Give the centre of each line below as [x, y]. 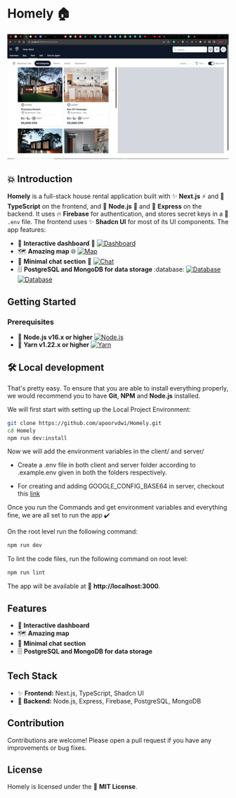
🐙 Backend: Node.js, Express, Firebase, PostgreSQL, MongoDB [109, 701]
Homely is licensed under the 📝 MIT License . [72, 787]
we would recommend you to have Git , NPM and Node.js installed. [104, 395]
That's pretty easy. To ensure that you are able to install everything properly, [118, 388]
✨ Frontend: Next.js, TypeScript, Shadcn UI [80, 693]
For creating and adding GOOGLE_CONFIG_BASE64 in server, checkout [121, 486]
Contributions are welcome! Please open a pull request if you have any [110, 740]
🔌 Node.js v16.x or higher [55, 337]
